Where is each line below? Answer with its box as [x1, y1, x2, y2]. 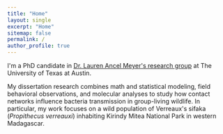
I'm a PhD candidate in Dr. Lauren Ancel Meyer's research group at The [7, 62, 213, 69]
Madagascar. [7, 119, 45, 127]
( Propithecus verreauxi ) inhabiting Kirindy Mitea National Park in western [7, 112, 217, 120]
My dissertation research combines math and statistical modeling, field [7, 83, 211, 90]
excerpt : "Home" [7, 23, 54, 30]
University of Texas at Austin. [7, 69, 92, 77]
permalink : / [7, 36, 45, 43]
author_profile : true [7, 42, 70, 49]
